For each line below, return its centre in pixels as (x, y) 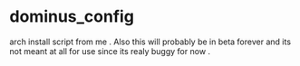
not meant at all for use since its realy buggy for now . (110, 51)
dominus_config (72, 17)
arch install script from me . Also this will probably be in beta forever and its (150, 42)
